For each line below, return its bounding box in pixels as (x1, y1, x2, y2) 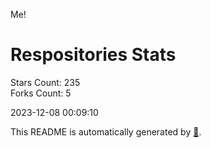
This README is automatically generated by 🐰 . (10, 125, 202, 138)
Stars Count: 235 (10, 76, 81, 88)
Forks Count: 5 (10, 87, 72, 99)
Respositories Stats (10, 44, 177, 66)
